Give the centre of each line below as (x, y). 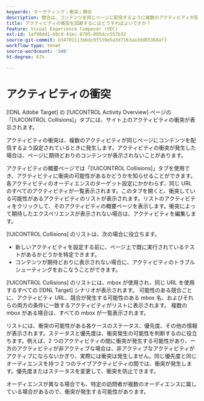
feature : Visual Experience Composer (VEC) (62, 29)
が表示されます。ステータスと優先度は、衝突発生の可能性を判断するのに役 (99, 333)
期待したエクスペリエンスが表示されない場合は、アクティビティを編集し (101, 213)
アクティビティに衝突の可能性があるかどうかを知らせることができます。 (106, 176)
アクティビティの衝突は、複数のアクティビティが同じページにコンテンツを (98, 140)
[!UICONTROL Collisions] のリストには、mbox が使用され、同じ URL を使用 (100, 282)
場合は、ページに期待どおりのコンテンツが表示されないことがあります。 (97, 155)
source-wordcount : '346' (38, 51)
